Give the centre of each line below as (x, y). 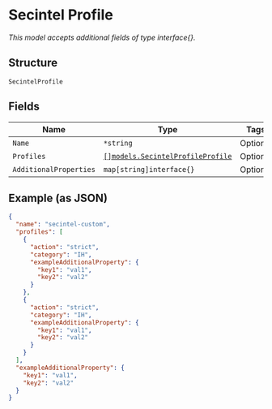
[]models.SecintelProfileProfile (168, 156)
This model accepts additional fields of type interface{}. (102, 37)
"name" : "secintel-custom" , (63, 225)
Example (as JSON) (58, 198)
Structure (33, 63)
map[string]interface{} (149, 169)
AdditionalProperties (54, 169)
